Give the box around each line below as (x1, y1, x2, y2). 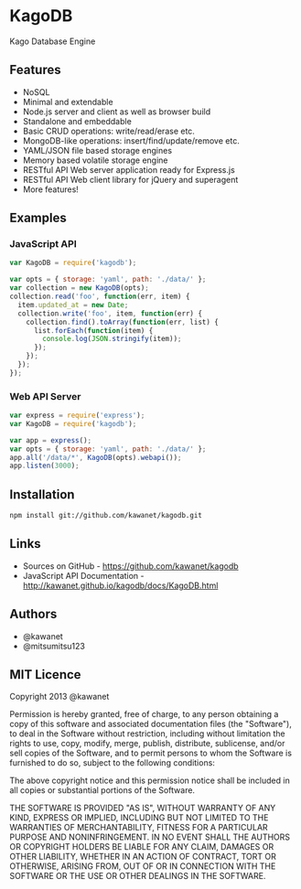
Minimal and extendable (22, 96, 113, 107)
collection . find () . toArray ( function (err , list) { (26, 317, 220, 327)
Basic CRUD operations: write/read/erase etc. (22, 125, 195, 136)
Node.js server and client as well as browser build (22, 106, 211, 117)
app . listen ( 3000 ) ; (9, 461, 80, 471)
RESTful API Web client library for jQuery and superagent (22, 174, 239, 185)
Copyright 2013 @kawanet (9, 691, 110, 702)
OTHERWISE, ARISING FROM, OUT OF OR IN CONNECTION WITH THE (9, 861, 276, 872)
